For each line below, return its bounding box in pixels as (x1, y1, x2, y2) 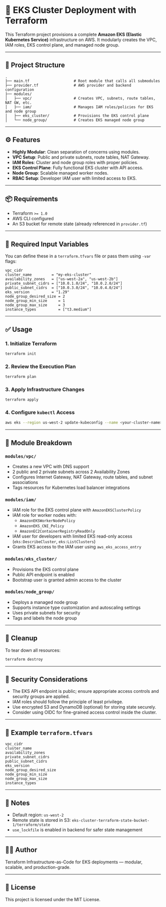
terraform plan (5, 374, 37, 379)
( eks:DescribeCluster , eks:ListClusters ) (12, 539, 96, 544)
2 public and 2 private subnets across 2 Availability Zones (12, 469, 130, 475)
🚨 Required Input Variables (5, 240, 89, 248)
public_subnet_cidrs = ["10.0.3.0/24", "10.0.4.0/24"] (5, 285, 123, 291)
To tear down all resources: (5, 647, 61, 653)
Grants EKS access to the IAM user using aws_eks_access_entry (12, 544, 142, 550)
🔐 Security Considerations (5, 675, 88, 683)
